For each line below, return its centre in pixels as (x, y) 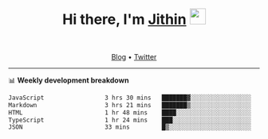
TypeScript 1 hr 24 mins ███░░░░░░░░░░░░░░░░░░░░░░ (130, 120)
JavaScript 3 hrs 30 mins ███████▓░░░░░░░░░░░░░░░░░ (130, 98)
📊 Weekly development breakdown (69, 80)
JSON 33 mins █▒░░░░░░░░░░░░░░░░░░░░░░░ (130, 127)
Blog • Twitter (134, 56)
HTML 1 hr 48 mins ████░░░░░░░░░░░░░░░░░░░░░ (130, 112)
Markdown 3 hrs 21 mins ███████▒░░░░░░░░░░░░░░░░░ (130, 105)
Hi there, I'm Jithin (124, 19)
